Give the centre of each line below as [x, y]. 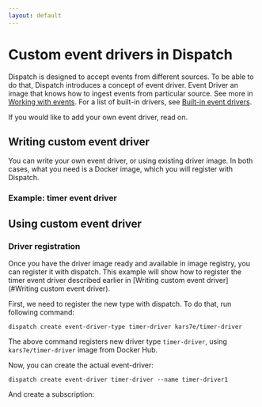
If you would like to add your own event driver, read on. [98, 117]
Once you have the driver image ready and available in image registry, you [129, 263]
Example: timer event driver [63, 198]
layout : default [35, 15]
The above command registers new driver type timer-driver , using [118, 341]
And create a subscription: [51, 394]
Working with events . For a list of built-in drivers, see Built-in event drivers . [130, 102]
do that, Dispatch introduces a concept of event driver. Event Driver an [123, 85]
